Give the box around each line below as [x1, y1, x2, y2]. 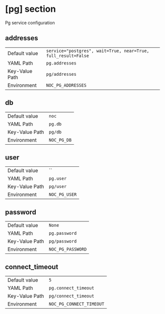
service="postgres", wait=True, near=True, [46, 48, 150, 54]
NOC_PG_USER [49, 192, 77, 197]
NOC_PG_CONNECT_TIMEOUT [49, 301, 105, 307]
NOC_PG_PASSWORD [49, 247, 87, 252]
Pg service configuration [5, 20, 55, 26]
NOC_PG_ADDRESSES [46, 82, 87, 88]
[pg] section [5, 3, 56, 15]
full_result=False [46, 53, 89, 59]
